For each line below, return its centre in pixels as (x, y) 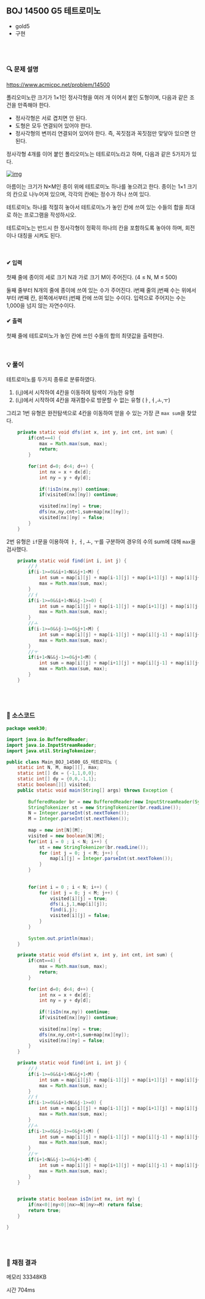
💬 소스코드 (21, 715)
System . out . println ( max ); (61, 938)
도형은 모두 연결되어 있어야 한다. (53, 126)
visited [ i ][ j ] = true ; (79, 899)
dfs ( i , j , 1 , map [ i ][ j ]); (79, 904)
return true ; (45, 1211)
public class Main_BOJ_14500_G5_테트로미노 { (62, 762)
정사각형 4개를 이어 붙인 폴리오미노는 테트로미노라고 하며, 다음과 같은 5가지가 (98, 154)
